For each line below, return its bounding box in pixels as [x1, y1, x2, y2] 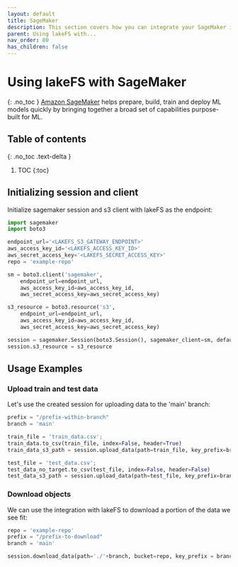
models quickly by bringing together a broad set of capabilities [7, 104, 191, 114]
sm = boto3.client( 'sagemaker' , [7, 271, 103, 278]
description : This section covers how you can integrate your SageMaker [7, 23, 227, 31]
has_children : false [7, 43, 69, 50]
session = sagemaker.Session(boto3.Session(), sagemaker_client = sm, [7, 336, 214, 343]
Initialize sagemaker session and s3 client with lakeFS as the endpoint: [7, 205, 213, 214]
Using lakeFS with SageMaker [7, 74, 186, 90]
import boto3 [7, 225, 46, 233]
